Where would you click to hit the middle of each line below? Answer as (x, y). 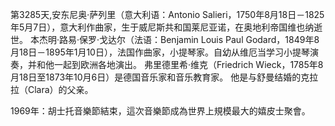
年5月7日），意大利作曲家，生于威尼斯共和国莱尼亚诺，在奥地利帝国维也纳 (162, 27)
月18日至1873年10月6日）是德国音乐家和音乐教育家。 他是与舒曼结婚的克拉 (164, 77)
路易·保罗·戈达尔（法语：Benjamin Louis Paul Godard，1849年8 (189, 39)
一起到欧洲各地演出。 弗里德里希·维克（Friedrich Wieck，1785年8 (188, 64)
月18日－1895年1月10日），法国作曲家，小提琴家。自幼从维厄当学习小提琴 (160, 52)
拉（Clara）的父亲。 (52, 89)
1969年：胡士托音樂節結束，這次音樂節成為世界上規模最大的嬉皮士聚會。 (160, 111)
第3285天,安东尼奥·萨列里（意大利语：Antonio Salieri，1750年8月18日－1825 (167, 14)
